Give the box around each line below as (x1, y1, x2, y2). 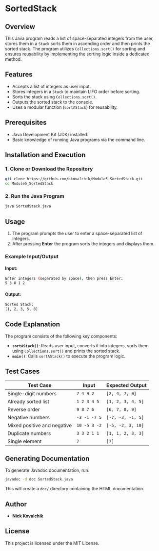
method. (5, 56, 22, 62)
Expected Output (106, 382, 147, 388)
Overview (5, 23, 36, 31)
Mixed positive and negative (7, 422, 72, 429)
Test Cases (5, 367, 40, 376)
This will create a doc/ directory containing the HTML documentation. (5, 486, 145, 492)
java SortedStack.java (5, 204, 51, 209)
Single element (7, 438, 42, 445)
